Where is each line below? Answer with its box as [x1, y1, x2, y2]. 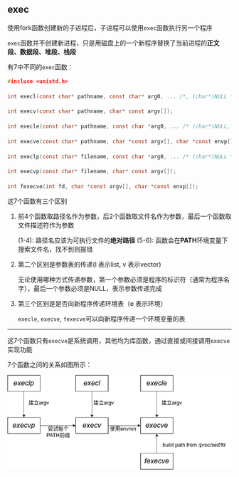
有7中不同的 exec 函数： [7, 62, 74, 71]
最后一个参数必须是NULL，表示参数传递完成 [33, 284, 162, 292]
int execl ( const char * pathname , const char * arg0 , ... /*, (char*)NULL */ [7, 93, 237, 100]
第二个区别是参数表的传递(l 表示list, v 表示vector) [17, 260, 161, 268]
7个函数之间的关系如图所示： [7, 360, 92, 369]
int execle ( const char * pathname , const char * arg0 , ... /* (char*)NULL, [7, 123, 231, 130]
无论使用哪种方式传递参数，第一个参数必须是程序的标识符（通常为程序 [17, 275, 224, 284]
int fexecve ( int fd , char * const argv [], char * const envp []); [7, 183, 199, 190]
